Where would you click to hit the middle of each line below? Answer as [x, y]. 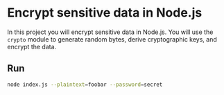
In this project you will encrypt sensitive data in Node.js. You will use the [110, 32]
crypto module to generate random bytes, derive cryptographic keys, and [112, 39]
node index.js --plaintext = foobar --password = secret [85, 85]
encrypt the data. [32, 46]
